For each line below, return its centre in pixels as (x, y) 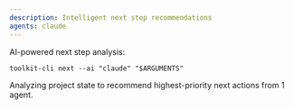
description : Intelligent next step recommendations (111, 18)
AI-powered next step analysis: (67, 51)
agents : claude (38, 26)
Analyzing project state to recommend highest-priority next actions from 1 (147, 85)
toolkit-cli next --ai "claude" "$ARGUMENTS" (96, 68)
